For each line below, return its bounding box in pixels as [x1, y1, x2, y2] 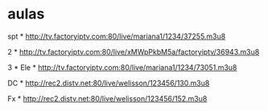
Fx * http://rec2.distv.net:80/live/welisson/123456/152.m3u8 [7, 93, 208, 103]
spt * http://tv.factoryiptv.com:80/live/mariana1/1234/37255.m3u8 [7, 31, 226, 41]
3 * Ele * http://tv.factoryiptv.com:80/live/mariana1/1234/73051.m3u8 [7, 62, 237, 72]
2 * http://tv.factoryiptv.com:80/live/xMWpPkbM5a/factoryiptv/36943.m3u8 [7, 47, 260, 56]
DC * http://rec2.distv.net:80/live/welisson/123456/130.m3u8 [7, 78, 210, 88]
